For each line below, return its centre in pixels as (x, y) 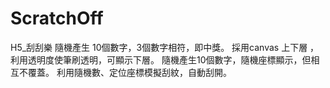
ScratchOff (57, 18)
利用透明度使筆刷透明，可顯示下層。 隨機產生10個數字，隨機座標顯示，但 (161, 59)
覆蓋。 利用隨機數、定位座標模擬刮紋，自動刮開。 (129, 72)
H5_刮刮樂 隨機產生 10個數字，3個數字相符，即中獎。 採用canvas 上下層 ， (165, 47)
